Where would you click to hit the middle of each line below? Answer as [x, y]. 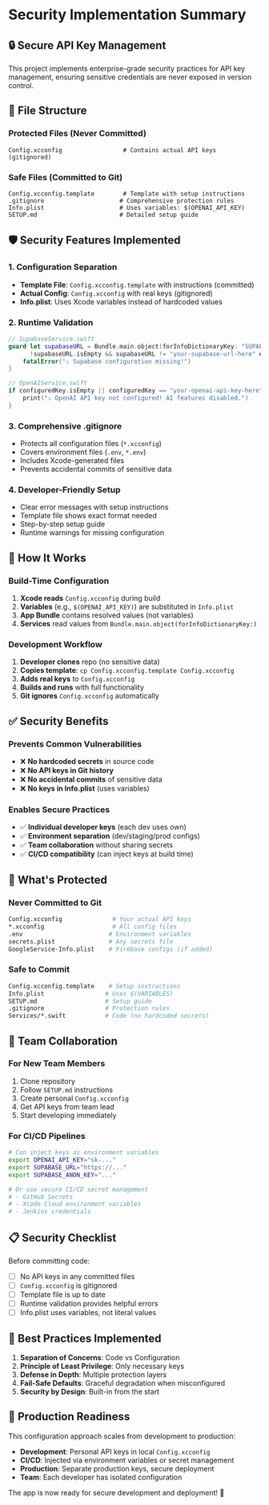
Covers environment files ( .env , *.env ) [83, 452]
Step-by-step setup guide [62, 524]
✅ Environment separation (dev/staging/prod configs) [110, 836]
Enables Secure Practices [59, 810]
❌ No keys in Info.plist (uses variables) [84, 789]
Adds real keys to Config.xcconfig [77, 679]
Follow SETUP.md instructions [66, 1089]
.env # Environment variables [100, 934]
